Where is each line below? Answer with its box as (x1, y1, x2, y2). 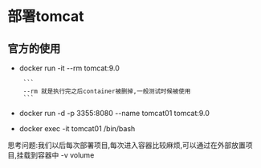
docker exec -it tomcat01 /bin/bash (18, 124, 136, 133)
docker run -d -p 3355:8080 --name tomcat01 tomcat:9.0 (18, 109, 210, 118)
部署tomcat (7, 7, 84, 26)
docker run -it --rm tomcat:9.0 (18, 63, 120, 73)
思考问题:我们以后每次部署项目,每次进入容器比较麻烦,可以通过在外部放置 (7, 141, 247, 150)
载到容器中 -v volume (23, 150, 95, 160)
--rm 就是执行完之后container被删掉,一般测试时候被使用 (22, 87, 191, 95)
